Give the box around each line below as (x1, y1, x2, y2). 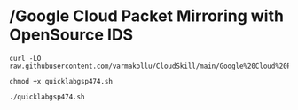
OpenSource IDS (9, 25, 134, 45)
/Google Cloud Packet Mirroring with (9, 6, 284, 26)
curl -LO (9, 54, 42, 62)
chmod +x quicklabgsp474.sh (9, 77, 114, 85)
